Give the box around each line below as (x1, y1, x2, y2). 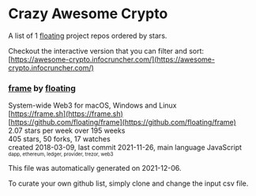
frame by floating (8, 82, 77, 93)
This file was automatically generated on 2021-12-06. (8, 164, 182, 173)
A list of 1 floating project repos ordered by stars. (8, 31, 168, 40)
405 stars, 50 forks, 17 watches (8, 134, 111, 144)
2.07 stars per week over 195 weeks (8, 126, 126, 135)
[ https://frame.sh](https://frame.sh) (8, 109, 124, 119)
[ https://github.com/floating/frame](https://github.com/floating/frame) (8, 118, 237, 127)
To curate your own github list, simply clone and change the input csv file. (8, 179, 249, 188)
